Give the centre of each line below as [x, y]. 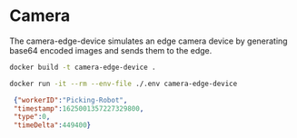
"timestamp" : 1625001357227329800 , [79, 108]
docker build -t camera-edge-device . [83, 67]
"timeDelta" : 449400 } [52, 125]
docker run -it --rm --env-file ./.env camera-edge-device [124, 84]
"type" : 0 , [32, 117]
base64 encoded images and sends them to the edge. [111, 50]
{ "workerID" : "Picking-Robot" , [70, 100]
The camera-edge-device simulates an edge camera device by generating [148, 41]
